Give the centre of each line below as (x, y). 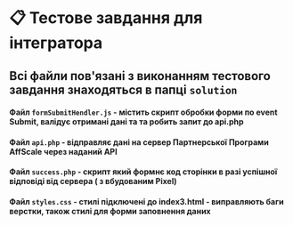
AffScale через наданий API (63, 151)
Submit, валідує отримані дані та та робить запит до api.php (126, 122)
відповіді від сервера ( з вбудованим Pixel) (93, 181)
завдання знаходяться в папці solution (123, 89)
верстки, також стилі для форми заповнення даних (110, 211)
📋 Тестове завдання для (106, 18)
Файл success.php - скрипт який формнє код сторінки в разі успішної (143, 172)
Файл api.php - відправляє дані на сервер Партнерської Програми (139, 142)
